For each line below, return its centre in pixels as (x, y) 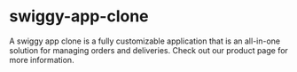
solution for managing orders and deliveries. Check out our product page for (148, 50)
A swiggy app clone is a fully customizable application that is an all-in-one (145, 41)
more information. (42, 60)
